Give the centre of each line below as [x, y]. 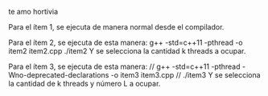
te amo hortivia [33, 12]
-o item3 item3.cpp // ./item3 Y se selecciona [186, 75]
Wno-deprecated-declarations [59, 75]
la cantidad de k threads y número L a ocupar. [85, 84]
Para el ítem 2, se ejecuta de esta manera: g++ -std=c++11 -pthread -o [126, 42]
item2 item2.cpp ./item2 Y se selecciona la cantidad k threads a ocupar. [127, 51]
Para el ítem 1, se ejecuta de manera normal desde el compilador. [116, 27]
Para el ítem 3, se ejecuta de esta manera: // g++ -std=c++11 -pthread [124, 66]
